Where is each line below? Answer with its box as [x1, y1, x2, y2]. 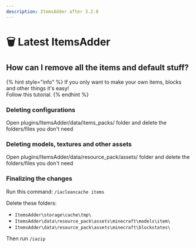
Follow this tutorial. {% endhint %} [6, 91, 89, 98]
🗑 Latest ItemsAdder [6, 35, 111, 48]
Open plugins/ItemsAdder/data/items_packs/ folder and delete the [6, 119, 167, 126]
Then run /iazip [6, 234, 46, 242]
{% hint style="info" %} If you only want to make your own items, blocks [6, 78, 182, 86]
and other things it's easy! [6, 84, 69, 92]
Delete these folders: [6, 199, 57, 207]
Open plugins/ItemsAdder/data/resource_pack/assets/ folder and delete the [6, 154, 190, 161]
